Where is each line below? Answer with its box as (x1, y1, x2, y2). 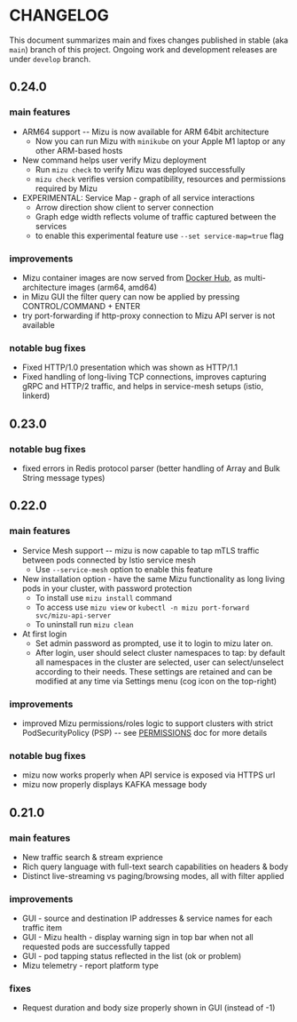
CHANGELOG (9, 5, 109, 26)
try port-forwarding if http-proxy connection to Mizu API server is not (21, 310, 276, 321)
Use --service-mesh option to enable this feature (35, 563, 213, 574)
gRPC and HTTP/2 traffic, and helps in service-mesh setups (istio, (21, 381, 264, 392)
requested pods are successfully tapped (21, 941, 170, 952)
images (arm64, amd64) (67, 282, 158, 292)
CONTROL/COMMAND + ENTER (21, 300, 141, 311)
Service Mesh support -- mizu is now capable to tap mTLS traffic (21, 545, 260, 555)
